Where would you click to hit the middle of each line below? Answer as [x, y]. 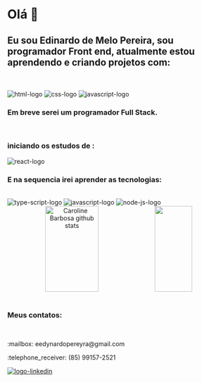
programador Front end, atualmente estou [101, 51]
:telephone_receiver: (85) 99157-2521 [62, 357]
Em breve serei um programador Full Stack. [83, 112]
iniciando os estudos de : [51, 146]
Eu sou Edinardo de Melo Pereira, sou [90, 40]
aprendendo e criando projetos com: [89, 62]
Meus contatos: [35, 314]
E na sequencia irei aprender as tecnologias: [84, 179]
